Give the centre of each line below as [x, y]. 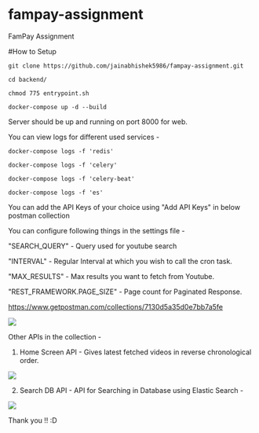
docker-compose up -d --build [58, 107]
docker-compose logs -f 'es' [56, 193]
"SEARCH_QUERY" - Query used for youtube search [93, 246]
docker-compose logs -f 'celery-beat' [71, 178]
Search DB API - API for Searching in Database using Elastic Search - [131, 390]
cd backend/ [27, 79]
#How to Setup [33, 51]
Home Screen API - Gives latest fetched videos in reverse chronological [135, 352]
